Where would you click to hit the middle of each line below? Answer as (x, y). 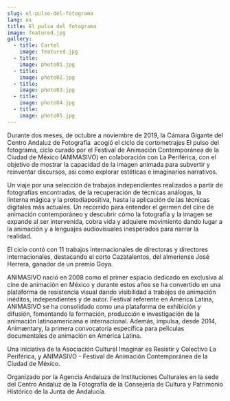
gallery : (20, 39)
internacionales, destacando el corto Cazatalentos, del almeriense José (108, 256)
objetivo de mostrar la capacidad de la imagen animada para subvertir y (109, 164)
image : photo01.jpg (47, 65)
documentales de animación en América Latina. (74, 335)
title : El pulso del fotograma (52, 26)
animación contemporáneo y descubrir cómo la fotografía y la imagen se (110, 214)
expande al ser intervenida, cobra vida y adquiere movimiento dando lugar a (115, 221)
